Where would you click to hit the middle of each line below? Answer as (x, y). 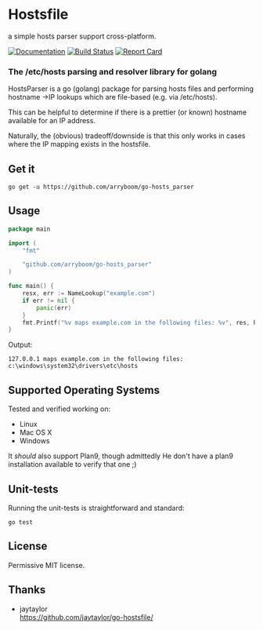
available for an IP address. (52, 121)
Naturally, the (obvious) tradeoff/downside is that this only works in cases (127, 136)
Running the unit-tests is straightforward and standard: (97, 508)
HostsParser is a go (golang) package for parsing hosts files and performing (131, 89)
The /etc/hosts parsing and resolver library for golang (113, 71)
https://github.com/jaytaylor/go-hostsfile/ (86, 617)
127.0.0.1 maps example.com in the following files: (96, 359)
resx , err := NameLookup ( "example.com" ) (89, 293)
